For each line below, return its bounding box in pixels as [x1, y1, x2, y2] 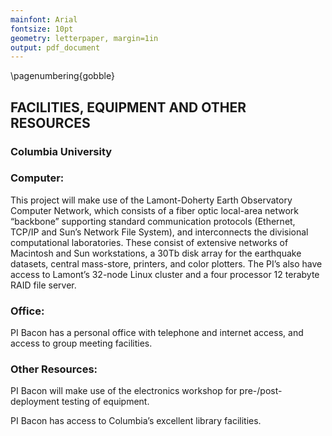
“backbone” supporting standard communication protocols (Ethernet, [10, 215, 296, 227]
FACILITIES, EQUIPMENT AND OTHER [10, 99, 247, 116]
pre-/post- [239, 385, 283, 397]
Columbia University [10, 144, 113, 158]
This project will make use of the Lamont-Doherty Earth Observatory [10, 194, 293, 206]
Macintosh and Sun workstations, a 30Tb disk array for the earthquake [10, 247, 302, 259]
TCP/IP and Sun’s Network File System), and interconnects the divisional [10, 226, 309, 238]
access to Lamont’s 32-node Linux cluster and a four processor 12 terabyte [10, 268, 320, 280]
